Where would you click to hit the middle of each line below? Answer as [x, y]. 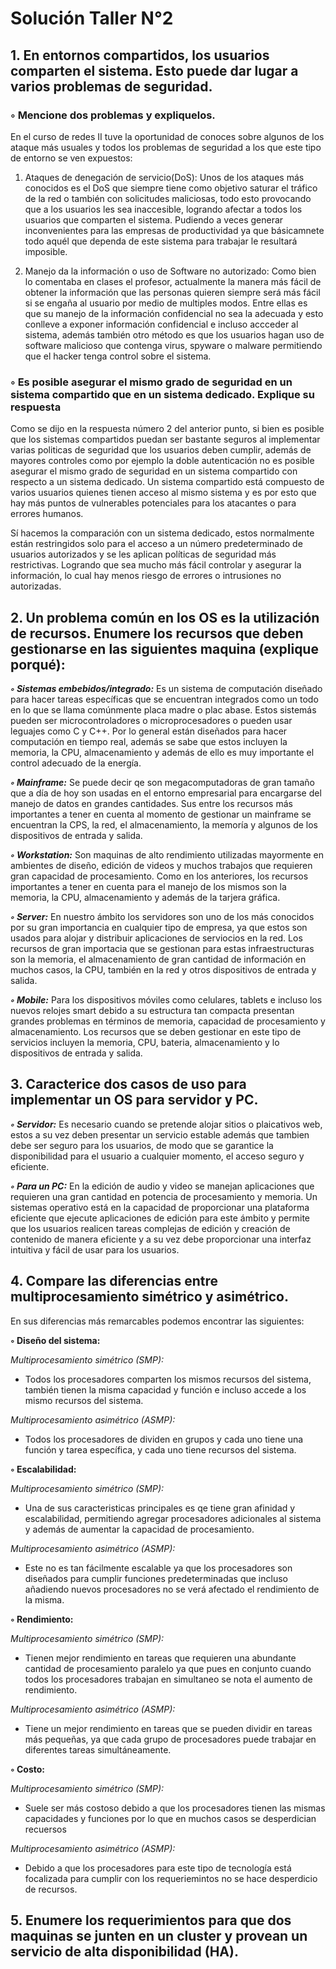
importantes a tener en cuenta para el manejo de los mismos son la [148, 886]
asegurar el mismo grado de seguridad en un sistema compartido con [154, 471]
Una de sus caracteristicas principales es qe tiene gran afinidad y [160, 1508]
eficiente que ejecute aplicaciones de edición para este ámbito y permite [160, 1218]
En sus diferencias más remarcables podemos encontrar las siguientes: [157, 1321]
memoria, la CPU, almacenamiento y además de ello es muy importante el [162, 752]
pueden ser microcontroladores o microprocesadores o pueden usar [151, 720]
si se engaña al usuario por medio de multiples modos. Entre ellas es [166, 303]
